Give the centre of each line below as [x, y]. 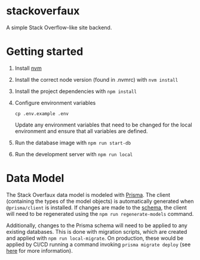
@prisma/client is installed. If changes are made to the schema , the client [96, 208]
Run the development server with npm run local [74, 154]
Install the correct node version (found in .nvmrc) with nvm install [96, 79]
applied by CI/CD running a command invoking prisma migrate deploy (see [99, 244]
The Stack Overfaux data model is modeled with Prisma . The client [88, 194]
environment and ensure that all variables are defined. [81, 131]
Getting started [45, 52]
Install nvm [28, 68]
